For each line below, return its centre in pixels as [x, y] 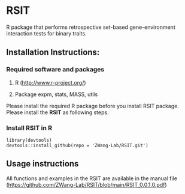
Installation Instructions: [53, 53]
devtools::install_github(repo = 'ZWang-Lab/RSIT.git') [77, 145]
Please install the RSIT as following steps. [57, 112]
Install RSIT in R [29, 128]
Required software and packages [55, 70]
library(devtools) [29, 140]
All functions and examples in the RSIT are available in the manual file [92, 178]
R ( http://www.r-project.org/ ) [50, 82]
